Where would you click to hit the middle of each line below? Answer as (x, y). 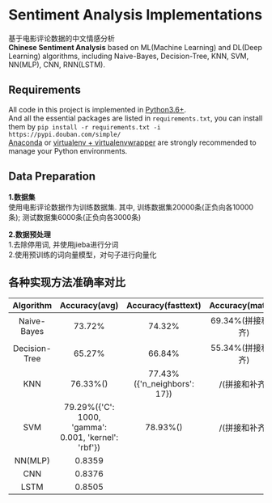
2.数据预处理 (30, 234)
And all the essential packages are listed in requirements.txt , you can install (136, 118)
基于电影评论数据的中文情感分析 (62, 38)
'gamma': (89, 428)
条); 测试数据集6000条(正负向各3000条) (75, 217)
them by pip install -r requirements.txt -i (85, 126)
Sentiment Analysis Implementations (136, 15)
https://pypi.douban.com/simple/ (65, 134)
